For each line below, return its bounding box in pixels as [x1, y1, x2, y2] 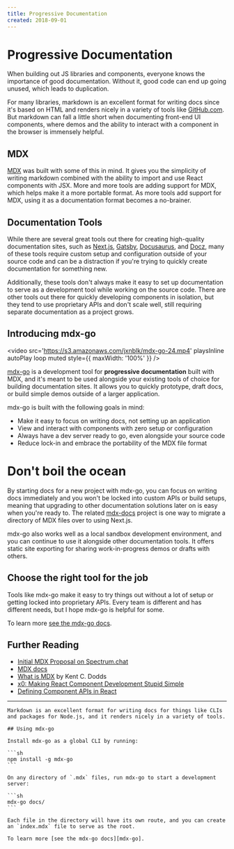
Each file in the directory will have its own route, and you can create [7, 817, 226, 824]
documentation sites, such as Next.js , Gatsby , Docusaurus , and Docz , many [7, 242, 225, 251]
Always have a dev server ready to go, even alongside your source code [17, 431, 225, 439]
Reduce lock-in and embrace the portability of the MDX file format [17, 439, 208, 447]
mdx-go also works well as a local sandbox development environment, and [7, 529, 222, 538]
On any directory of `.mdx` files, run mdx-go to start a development [7, 774, 217, 781]
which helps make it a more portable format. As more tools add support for [7, 189, 221, 197]
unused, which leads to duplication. [7, 84, 109, 93]
